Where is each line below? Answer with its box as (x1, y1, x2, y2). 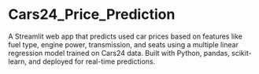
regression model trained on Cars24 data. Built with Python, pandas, (8, 48, 230, 57)
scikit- (231, 48, 252, 57)
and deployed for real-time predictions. (28, 57, 156, 66)
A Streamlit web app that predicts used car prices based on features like (8, 31, 242, 41)
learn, (8, 57, 28, 66)
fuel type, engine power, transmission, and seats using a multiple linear (8, 39, 239, 49)
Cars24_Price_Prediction (8, 6, 176, 24)
